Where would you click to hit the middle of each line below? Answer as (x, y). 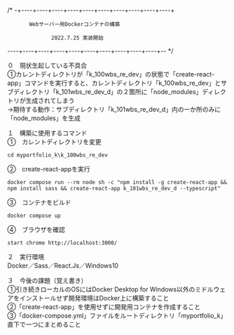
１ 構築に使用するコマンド (47, 133)
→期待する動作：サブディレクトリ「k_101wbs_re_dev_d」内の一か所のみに (114, 109)
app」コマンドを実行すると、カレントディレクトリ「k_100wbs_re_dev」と (114, 83)
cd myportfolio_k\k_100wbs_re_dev (58, 155)
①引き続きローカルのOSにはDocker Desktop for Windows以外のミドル (110, 289)
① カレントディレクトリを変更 (54, 142)
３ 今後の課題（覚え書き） (47, 281)
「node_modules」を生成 (44, 118)
